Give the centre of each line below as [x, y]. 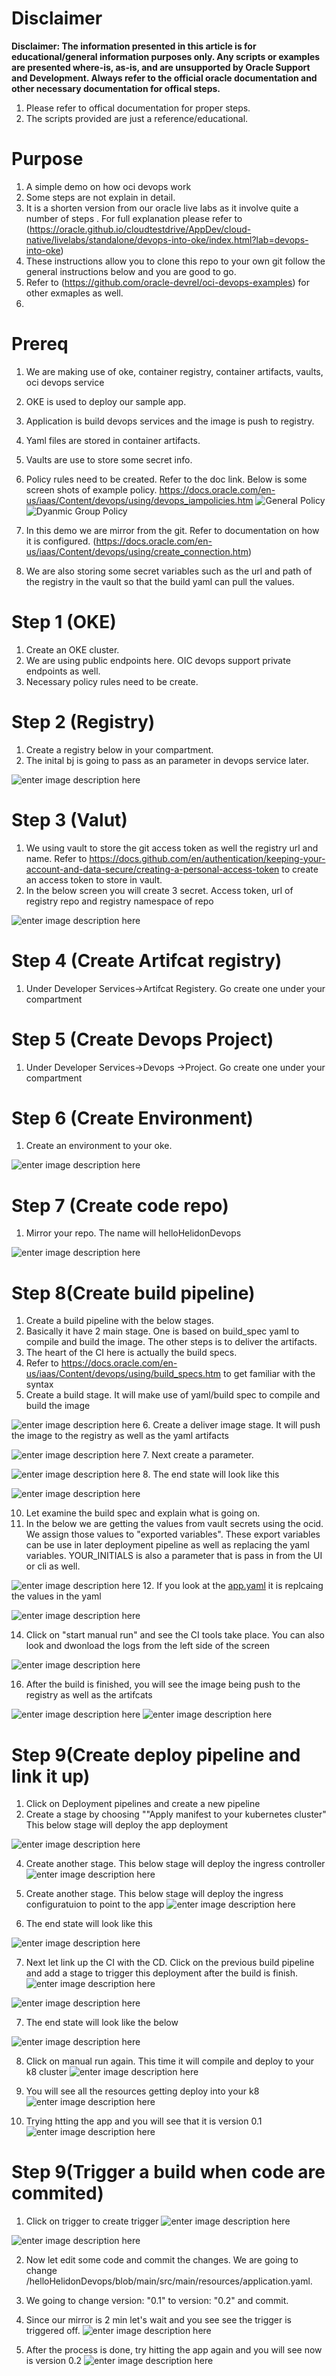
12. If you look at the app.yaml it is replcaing [233, 1586]
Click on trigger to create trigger [92, 2221]
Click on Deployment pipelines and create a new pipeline [143, 1804]
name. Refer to [56, 858]
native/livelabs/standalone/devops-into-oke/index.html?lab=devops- [167, 239]
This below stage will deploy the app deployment [127, 1825]
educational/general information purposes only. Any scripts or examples [166, 56]
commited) [57, 2193]
